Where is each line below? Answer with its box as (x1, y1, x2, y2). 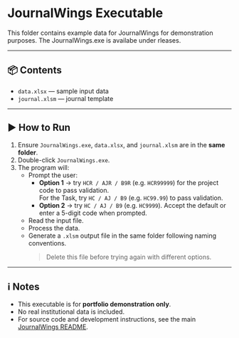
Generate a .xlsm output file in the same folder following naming (28, 231, 217, 240)
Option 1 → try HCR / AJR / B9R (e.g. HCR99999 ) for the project (38, 178, 219, 186)
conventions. (28, 238, 67, 247)
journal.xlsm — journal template (17, 94, 114, 102)
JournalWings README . (17, 322, 89, 332)
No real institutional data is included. (17, 307, 125, 316)
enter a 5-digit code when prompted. (38, 208, 147, 217)
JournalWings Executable (7, 5, 164, 21)
